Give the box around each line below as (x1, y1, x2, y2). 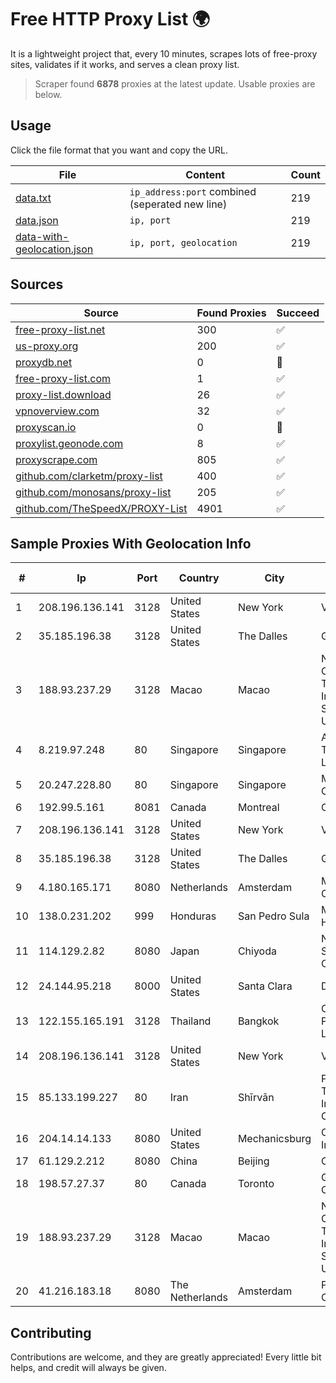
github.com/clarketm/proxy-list (15, 469, 163, 483)
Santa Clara (237, 979, 293, 993)
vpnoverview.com (15, 404, 100, 418)
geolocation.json (15, 242, 94, 256)
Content (185, 167, 226, 181)
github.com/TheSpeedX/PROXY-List (15, 501, 188, 515)
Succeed (276, 306, 320, 320)
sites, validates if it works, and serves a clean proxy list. (10, 58, 240, 70)
